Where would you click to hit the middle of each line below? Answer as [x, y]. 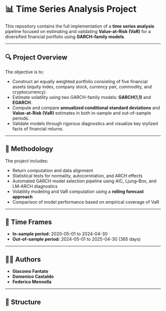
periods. [21, 118]
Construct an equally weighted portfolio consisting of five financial [80, 81]
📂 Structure [23, 302]
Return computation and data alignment [53, 170]
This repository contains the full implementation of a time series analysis [80, 26]
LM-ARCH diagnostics [35, 186]
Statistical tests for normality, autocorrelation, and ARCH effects [77, 176]
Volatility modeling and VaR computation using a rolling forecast [78, 191]
